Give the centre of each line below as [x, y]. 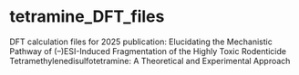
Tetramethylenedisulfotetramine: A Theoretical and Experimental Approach [150, 61]
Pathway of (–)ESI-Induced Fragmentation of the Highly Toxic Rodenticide [148, 51]
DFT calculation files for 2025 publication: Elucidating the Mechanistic [141, 42]
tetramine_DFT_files [87, 17]
